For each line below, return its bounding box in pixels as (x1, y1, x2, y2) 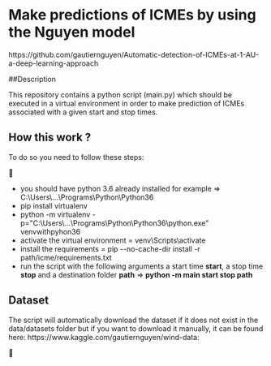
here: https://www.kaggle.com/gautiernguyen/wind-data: (8, 332, 200, 342)
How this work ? (8, 131, 92, 144)
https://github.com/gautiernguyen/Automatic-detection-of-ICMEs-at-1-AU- (8, 50, 260, 59)
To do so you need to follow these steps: (8, 152, 144, 161)
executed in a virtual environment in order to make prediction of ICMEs (8, 98, 245, 108)
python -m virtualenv (19, 209, 91, 219)
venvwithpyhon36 (19, 226, 81, 236)
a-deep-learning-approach (8, 58, 99, 68)
